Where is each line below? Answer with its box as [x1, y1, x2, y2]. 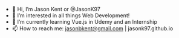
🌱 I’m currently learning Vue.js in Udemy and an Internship [11, 18, 158, 25]
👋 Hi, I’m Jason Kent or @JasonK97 [11, 6, 101, 12]
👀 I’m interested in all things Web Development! [11, 12, 130, 19]
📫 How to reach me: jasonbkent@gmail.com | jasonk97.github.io [11, 25, 174, 32]
